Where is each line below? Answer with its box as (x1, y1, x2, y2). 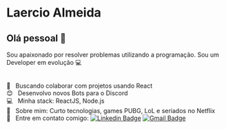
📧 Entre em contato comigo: (6, 114, 89, 122)
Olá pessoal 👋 (6, 32, 67, 44)
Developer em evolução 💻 (6, 59, 82, 66)
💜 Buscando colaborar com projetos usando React (6, 81, 153, 90)
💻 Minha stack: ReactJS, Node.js (6, 97, 105, 105)
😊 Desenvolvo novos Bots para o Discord (6, 89, 128, 97)
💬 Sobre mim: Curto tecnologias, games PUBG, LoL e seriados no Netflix (6, 107, 216, 115)
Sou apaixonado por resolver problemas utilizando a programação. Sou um (6, 50, 220, 59)
